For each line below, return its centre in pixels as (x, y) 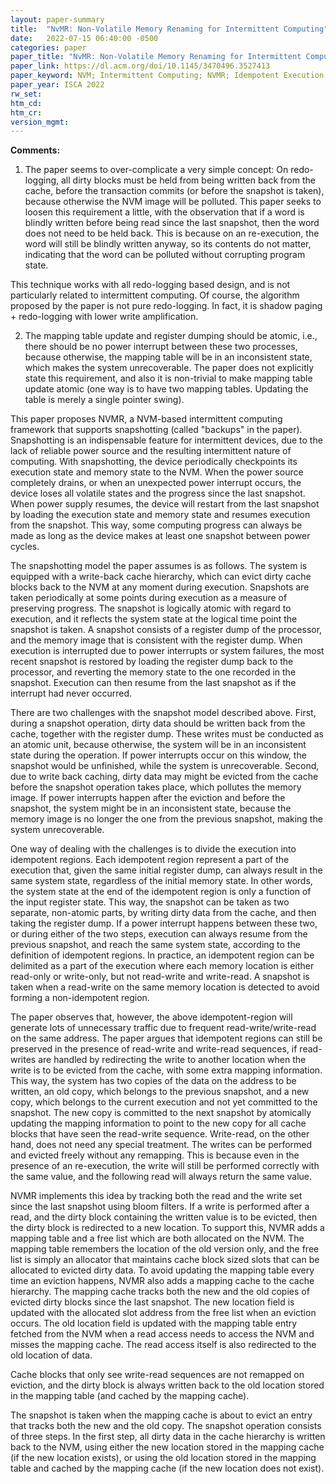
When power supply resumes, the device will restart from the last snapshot (165, 504)
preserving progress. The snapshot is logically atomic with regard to (151, 608)
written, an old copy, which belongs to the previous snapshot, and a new (160, 1092)
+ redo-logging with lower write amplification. (104, 317)
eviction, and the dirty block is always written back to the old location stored (167, 1385)
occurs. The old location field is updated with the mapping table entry (154, 1323)
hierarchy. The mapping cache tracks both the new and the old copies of (160, 1292)
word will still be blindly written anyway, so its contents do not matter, (168, 244)
